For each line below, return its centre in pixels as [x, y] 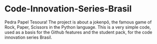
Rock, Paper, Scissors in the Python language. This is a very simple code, [78, 27]
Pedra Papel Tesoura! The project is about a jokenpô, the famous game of [78, 22]
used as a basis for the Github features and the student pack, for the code [78, 32]
